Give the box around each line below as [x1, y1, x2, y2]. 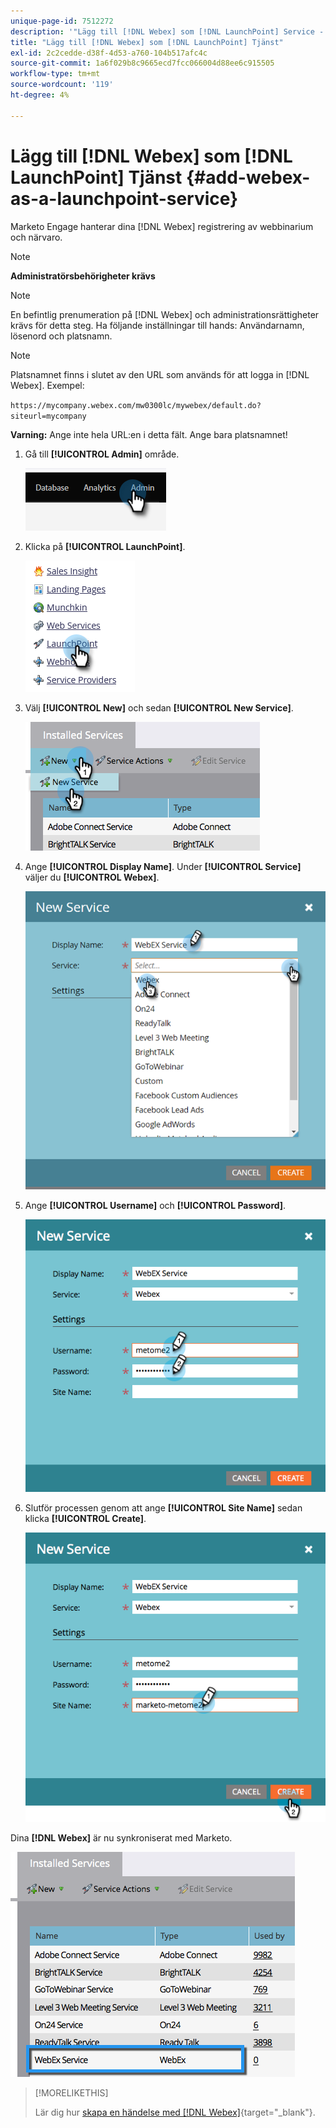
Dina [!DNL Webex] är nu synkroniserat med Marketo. [10, 1831, 233, 1844]
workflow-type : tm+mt [10, 69, 101, 79]
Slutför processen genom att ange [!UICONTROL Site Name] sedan [24, 1502, 303, 1514]
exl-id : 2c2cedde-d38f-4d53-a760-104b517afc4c [10, 48, 208, 58]
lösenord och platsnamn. [10, 330, 113, 342]
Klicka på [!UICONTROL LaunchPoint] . [24, 540, 186, 552]
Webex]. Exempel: [10, 379, 85, 391]
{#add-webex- [185, 166, 311, 189]
